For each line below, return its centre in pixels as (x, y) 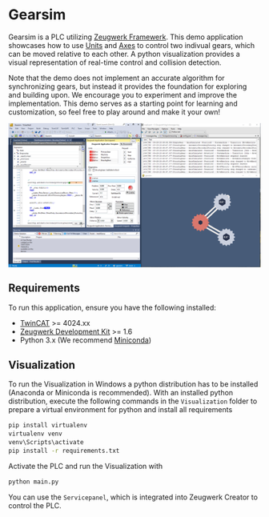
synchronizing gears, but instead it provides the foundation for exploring (128, 86)
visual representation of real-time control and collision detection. (115, 62)
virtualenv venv (35, 434)
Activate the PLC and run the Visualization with (86, 466)
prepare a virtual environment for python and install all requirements (120, 410)
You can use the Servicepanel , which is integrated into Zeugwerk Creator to (133, 497)
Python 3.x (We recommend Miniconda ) (86, 340)
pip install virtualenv (48, 426)
